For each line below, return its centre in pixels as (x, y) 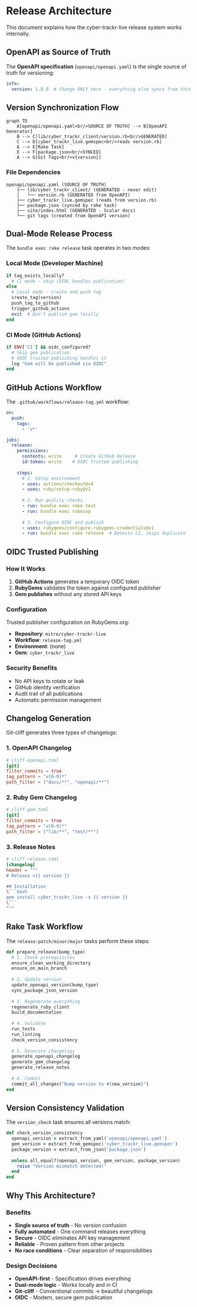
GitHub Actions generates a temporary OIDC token (77, 582)
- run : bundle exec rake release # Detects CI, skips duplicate (104, 533)
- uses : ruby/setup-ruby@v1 (56, 490)
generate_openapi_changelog (46, 1057)
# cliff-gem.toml (27, 810)
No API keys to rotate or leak (49, 681)
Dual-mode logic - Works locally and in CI (66, 1285)
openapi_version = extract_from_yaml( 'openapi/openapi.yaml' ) (89, 1139)
